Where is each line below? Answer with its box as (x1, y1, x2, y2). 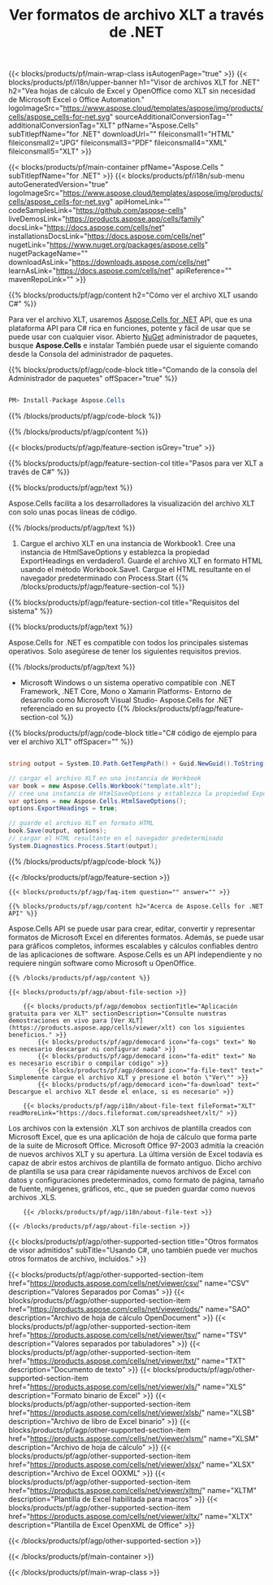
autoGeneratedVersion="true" (8, 180, 109, 189)
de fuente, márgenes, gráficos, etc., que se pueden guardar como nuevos (8, 1183, 256, 1193)
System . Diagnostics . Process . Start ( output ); (8, 841, 158, 850)
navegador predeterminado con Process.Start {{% (19, 573, 189, 583)
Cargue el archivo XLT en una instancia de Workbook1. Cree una (19, 539, 236, 549)
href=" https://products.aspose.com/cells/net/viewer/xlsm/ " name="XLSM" (8, 1433, 259, 1444)
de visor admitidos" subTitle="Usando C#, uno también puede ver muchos (8, 1245, 258, 1255)
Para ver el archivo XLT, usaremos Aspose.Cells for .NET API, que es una (8, 315, 253, 324)
